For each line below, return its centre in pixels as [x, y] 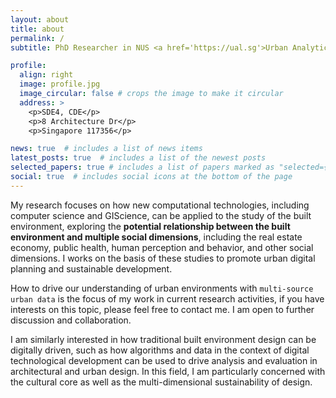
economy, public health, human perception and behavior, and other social [162, 247]
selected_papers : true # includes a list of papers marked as [142, 167]
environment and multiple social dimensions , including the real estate [156, 237]
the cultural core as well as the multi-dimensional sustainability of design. [161, 382]
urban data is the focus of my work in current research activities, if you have [167, 298]
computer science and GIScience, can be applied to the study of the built [161, 215]
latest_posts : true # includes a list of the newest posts [138, 158]
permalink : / [37, 38]
